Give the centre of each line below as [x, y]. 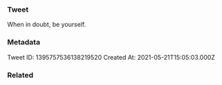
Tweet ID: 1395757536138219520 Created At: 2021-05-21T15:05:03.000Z [111, 57]
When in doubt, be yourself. [47, 25]
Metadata [24, 42]
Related [20, 75]
